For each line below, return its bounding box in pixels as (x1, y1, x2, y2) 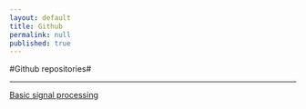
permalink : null (9, 30, 71, 39)
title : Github (9, 22, 64, 31)
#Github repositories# (9, 64, 92, 74)
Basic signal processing (9, 90, 98, 101)
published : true (9, 38, 71, 48)
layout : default (9, 13, 71, 23)
